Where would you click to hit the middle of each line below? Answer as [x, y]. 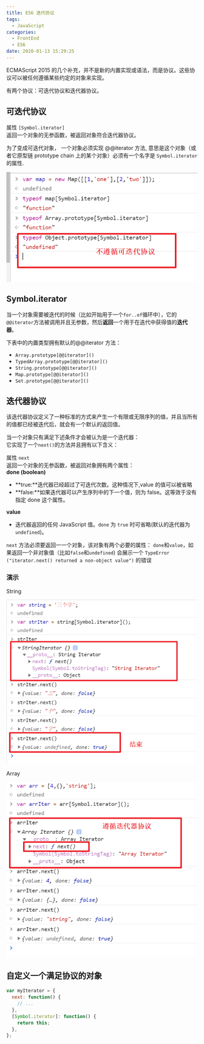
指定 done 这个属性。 [42, 500]
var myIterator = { [31, 991]
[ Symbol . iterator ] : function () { [54, 1016]
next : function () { [36, 997]
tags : [13, 19]
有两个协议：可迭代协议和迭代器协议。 [54, 90]
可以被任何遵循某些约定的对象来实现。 [59, 77]
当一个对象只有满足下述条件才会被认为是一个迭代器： [73, 437]
